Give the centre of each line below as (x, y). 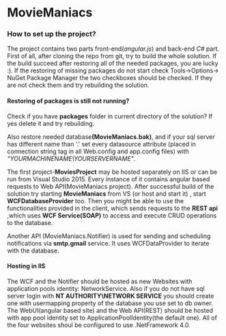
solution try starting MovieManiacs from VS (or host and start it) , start (107, 194)
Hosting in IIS (26, 266)
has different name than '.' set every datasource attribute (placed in (102, 144)
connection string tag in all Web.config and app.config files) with (98, 151)
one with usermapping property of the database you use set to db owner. (110, 303)
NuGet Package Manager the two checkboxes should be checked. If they (110, 78)
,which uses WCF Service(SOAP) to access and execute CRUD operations (112, 215)
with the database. (33, 250)
